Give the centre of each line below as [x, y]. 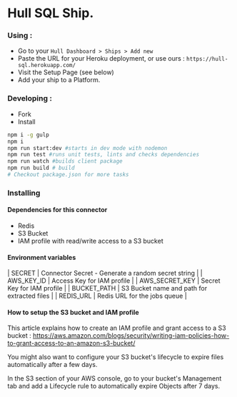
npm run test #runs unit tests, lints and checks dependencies [104, 155]
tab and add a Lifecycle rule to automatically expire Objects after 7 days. [114, 386]
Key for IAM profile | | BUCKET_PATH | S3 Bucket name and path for [107, 288]
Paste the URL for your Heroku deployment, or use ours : [101, 59]
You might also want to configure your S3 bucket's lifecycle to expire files [116, 357]
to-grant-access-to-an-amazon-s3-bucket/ [71, 343]
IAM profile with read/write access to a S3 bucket [90, 241]
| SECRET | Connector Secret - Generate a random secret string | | [105, 273]
